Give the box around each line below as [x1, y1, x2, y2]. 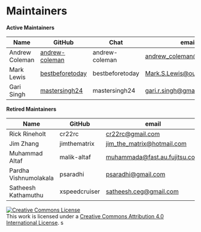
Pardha [9, 166, 30, 175]
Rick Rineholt [9, 130, 46, 138]
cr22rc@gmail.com [105, 130, 160, 138]
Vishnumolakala [9, 173, 54, 182]
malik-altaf [59, 152, 92, 161]
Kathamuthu [9, 191, 44, 199]
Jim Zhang [9, 139, 39, 148]
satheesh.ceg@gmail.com [105, 187, 179, 196]
